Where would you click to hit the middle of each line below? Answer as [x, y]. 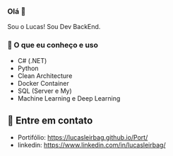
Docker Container [43, 83]
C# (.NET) [32, 60]
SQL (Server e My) [44, 91]
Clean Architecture [45, 76]
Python [28, 68]
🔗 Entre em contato [50, 120]
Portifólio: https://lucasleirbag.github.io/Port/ [83, 138]
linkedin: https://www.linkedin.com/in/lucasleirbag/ [91, 145]
